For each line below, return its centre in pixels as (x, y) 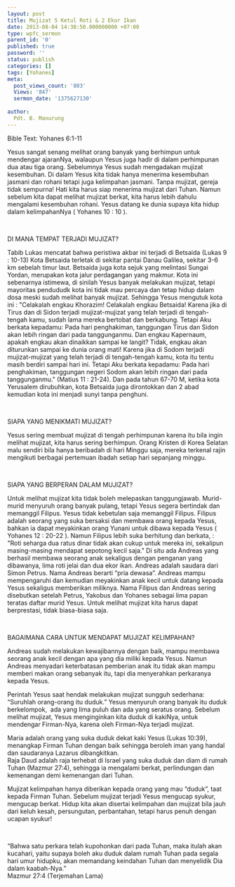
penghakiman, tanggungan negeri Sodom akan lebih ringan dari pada (108, 372)
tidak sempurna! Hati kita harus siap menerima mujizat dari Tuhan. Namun (114, 189)
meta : (15, 79)
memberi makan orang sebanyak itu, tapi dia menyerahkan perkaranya (109, 673)
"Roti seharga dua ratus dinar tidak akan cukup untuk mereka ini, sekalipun (115, 543)
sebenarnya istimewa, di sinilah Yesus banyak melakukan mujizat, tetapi (111, 282)
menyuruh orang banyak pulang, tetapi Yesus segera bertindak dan (123, 506)
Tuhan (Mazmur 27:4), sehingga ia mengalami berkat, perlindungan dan (111, 768)
